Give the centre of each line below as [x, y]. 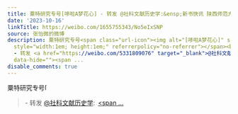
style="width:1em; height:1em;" [62, 47]
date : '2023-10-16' [36, 21]
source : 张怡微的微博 [36, 34]
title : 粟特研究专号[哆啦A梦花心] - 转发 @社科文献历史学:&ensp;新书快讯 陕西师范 [118, 14]
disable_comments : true [42, 67]
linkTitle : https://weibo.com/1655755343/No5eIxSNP [85, 27]
